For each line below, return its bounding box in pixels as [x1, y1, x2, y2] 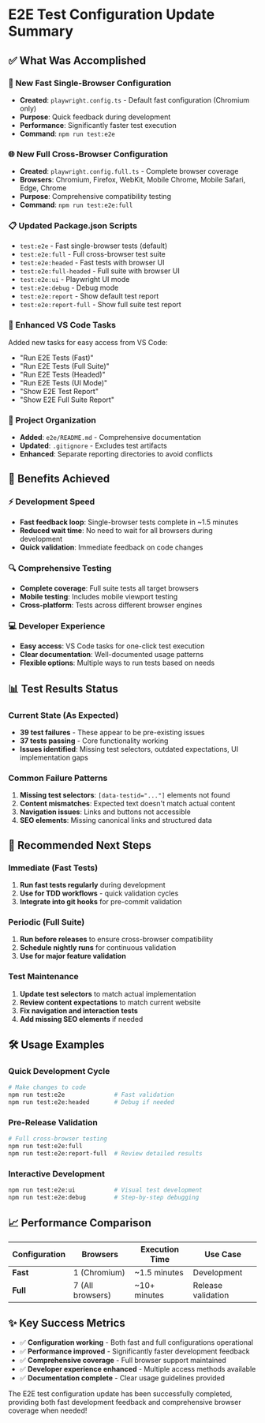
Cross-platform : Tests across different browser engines [19, 600, 203, 610]
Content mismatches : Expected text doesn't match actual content [19, 799, 236, 809]
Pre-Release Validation [8, 1117, 99, 1128]
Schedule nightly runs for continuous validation [19, 943, 177, 952]
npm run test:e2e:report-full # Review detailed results [8, 1149, 203, 1158]
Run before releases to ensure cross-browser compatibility [19, 934, 214, 944]
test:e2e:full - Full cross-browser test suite [19, 250, 166, 259]
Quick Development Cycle [8, 1065, 110, 1076]
